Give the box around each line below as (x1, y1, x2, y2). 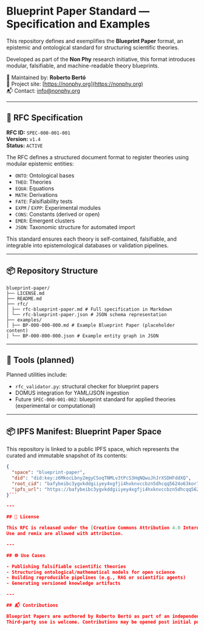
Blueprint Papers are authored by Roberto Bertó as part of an (6, 613, 170, 619)
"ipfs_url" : (12, 486, 42, 492)
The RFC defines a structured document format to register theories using (6, 153, 189, 160)
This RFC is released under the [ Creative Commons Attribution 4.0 (6, 525, 181, 531)
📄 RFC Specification (6, 112, 83, 123)
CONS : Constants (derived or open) (15, 210, 100, 218)
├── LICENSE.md (6, 290, 45, 296)
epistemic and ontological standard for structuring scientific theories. (6, 44, 179, 51)
